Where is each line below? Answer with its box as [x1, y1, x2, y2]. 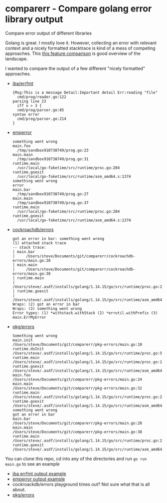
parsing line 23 [12, 98, 46, 104]
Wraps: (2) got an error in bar [12, 302, 80, 307]
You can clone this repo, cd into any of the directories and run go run [5, 456, 147, 462]
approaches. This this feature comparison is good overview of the [5, 50, 141, 56]
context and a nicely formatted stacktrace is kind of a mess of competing [5, 45, 156, 51]
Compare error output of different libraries [5, 30, 92, 36]
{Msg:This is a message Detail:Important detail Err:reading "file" [12, 90, 158, 95]
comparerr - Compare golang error [5, 3, 152, 14]
